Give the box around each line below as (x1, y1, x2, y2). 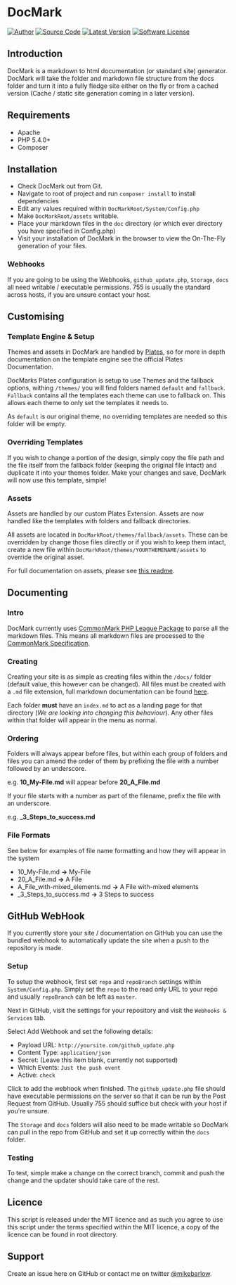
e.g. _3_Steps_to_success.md (7, 813, 96, 821)
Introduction (7, 48, 63, 60)
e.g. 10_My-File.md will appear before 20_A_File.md (7, 778, 161, 786)
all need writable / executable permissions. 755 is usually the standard (7, 283, 211, 291)
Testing (7, 1153, 34, 1163)
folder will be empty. (7, 420, 67, 428)
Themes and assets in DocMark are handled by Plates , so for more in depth (7, 347, 226, 356)
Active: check (17, 1070, 55, 1079)
